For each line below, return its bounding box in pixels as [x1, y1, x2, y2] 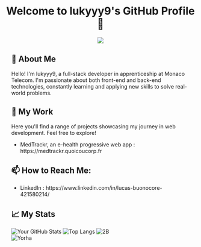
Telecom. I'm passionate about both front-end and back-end [11, 77, 161, 84]
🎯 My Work [11, 107, 54, 117]
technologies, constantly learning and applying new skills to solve [11, 83, 175, 90]
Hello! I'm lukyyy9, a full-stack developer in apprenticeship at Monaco [11, 70, 185, 77]
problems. [26, 89, 52, 96]
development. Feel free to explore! [11, 129, 97, 136]
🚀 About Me [11, 54, 57, 64]
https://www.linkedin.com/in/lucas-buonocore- [45, 184, 163, 192]
